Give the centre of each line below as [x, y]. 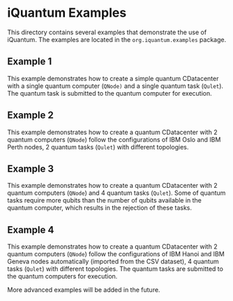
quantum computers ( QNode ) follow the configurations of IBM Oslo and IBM [114, 139]
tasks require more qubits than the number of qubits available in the [105, 200]
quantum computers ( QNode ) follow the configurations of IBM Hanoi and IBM [116, 254]
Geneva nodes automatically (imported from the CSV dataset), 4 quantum [113, 262]
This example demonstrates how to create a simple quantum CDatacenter [113, 78]
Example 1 [30, 62]
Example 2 [30, 116]
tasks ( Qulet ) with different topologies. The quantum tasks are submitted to [115, 269]
